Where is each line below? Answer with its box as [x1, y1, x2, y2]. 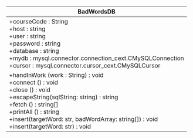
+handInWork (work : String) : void [9, 71, 104, 79]
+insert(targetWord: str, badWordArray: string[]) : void [9, 115, 158, 123]
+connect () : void [9, 79, 59, 86]
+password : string [9, 39, 61, 48]
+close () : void [9, 86, 51, 93]
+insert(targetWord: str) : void [9, 123, 91, 130]
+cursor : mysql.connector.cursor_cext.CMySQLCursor [9, 62, 161, 69]
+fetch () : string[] [9, 100, 59, 108]
